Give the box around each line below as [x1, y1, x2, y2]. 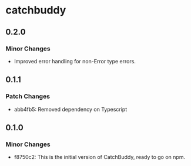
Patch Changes [5, 92, 51, 100]
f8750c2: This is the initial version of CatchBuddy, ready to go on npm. [14, 154, 186, 161]
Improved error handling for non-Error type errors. [14, 57, 136, 65]
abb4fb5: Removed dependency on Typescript [14, 106, 128, 113]
